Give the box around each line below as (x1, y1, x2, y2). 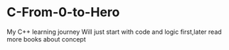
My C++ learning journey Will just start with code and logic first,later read (6, 27, 222, 36)
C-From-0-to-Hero (6, 4, 120, 20)
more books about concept (6, 35, 86, 43)
